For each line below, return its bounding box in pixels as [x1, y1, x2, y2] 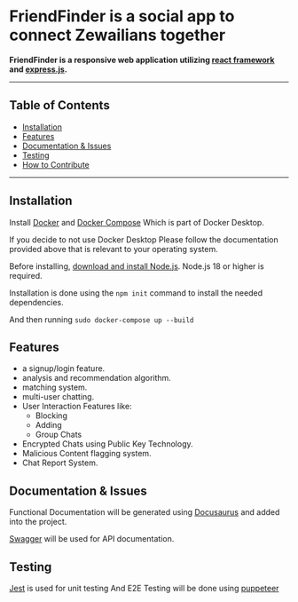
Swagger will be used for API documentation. [9, 534, 175, 544]
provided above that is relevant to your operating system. [9, 243, 219, 254]
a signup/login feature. [21, 363, 106, 374]
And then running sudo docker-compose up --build [9, 313, 194, 325]
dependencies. [9, 297, 64, 307]
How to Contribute [21, 159, 90, 170]
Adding [35, 420, 62, 431]
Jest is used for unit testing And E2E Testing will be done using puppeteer [9, 583, 279, 593]
